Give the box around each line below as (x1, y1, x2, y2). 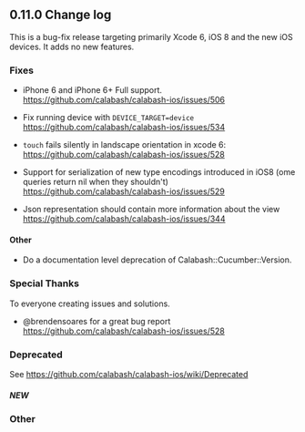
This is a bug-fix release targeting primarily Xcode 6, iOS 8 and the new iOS (9, 31, 293, 42)
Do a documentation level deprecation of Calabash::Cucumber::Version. (22, 254, 292, 265)
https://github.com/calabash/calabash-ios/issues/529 (22, 186, 225, 197)
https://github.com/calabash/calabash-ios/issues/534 (22, 122, 226, 133)
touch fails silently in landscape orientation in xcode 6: (22, 139, 227, 150)
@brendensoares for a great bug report (22, 315, 171, 326)
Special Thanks (9, 277, 80, 290)
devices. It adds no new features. (9, 41, 135, 52)
